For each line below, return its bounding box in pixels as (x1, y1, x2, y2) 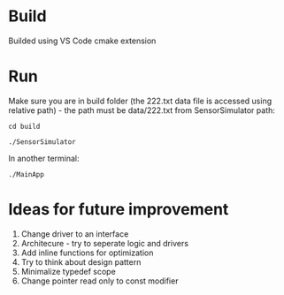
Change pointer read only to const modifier (20, 276, 179, 286)
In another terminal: (8, 153, 81, 163)
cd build (8, 122, 41, 131)
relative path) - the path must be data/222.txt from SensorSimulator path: (8, 104, 276, 116)
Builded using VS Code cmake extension (8, 35, 157, 46)
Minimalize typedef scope (20, 266, 116, 276)
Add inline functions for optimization (20, 247, 154, 258)
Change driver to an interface (20, 228, 129, 239)
